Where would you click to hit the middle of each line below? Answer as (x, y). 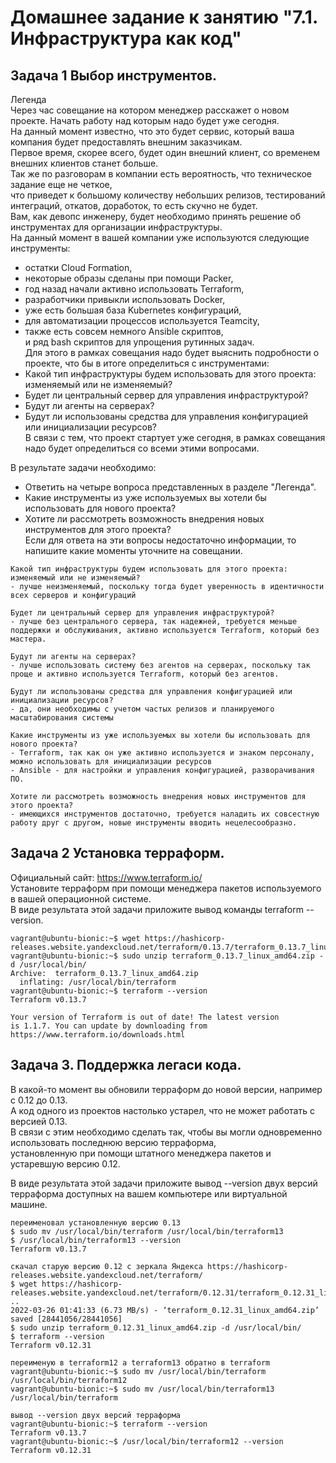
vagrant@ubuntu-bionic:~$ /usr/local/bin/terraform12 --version (147, 1441)
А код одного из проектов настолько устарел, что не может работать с (162, 1110)
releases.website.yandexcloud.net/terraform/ (106, 1275)
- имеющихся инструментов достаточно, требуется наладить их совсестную (165, 814)
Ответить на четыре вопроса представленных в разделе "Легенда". (170, 487)
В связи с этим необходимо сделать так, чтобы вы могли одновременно (166, 1132)
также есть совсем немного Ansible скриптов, (124, 331)
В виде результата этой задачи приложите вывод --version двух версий (164, 1183)
